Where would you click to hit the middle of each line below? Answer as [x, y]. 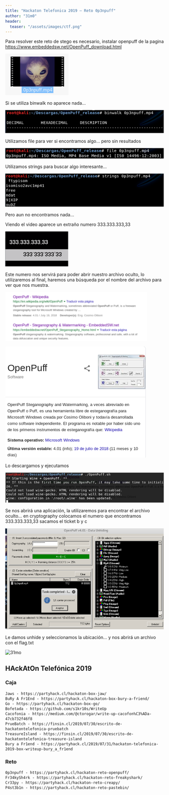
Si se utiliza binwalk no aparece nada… [46, 103]
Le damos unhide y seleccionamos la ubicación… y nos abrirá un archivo [80, 638]
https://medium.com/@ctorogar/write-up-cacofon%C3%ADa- [92, 714]
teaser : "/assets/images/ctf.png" [46, 27]
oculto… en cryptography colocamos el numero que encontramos [73, 516]
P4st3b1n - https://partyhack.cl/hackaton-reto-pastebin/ [67, 788]
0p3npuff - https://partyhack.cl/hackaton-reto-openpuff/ [67, 773]
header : [13, 21]
